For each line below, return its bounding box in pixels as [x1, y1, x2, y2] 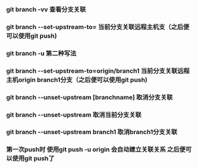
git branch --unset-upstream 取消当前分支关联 [6, 110, 142, 119]
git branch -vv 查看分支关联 [6, 5, 86, 13]
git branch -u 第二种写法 [6, 49, 77, 57]
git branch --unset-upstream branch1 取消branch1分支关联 [6, 128, 178, 136]
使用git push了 [12, 154, 55, 163]
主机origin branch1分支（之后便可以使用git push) [6, 76, 147, 84]
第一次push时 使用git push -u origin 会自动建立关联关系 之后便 [6, 145, 186, 154]
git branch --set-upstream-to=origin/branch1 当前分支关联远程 [6, 67, 190, 75]
